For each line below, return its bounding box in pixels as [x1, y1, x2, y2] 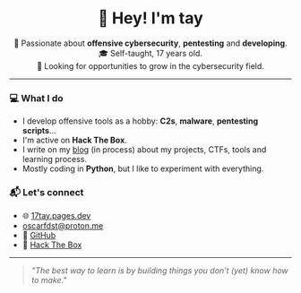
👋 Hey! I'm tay [98, 8, 203, 29]
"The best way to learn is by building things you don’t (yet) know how [30, 264, 288, 276]
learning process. [21, 154, 88, 165]
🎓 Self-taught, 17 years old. [98, 47, 203, 58]
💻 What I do [9, 91, 64, 104]
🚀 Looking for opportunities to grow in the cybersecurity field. [37, 60, 264, 71]
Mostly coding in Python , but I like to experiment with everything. [21, 163, 264, 174]
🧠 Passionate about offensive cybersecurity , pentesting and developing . [13, 38, 288, 48]
